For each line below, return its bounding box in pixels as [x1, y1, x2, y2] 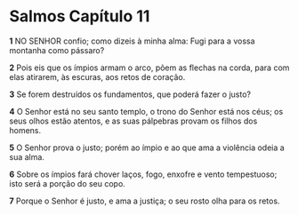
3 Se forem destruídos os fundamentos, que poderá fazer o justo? [9, 89, 252, 100]
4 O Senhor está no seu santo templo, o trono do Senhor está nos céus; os [9, 106, 284, 116]
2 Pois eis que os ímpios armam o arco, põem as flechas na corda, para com [9, 62, 290, 73]
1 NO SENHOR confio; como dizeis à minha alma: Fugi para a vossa [9, 36, 255, 46]
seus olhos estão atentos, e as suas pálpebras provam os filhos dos [9, 115, 258, 126]
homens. [9, 124, 42, 135]
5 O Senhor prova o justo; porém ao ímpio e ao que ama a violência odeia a [9, 142, 285, 153]
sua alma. [9, 151, 44, 162]
